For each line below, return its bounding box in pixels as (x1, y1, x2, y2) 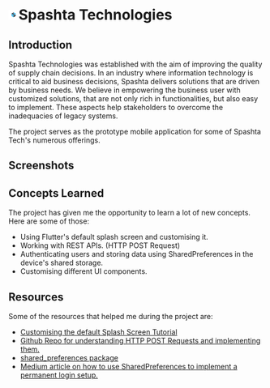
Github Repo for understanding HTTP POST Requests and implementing (19, 336, 261, 346)
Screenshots (8, 159, 75, 173)
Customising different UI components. (19, 266, 148, 276)
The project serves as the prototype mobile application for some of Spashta (8, 127, 262, 136)
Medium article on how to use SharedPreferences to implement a (19, 362, 238, 372)
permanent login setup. (19, 370, 99, 380)
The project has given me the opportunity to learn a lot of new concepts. (8, 208, 251, 218)
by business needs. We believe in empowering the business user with (8, 85, 241, 95)
